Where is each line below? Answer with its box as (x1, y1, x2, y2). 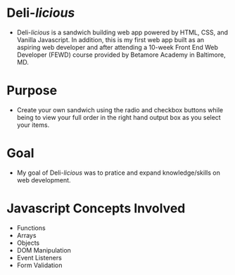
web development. (16, 175, 71, 184)
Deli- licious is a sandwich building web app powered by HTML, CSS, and (16, 28, 229, 36)
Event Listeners (16, 253, 63, 262)
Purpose (6, 83, 58, 99)
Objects (16, 239, 40, 247)
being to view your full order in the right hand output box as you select (16, 113, 221, 121)
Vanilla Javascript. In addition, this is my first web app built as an (16, 35, 205, 43)
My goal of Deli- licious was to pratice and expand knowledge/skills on (16, 168, 221, 177)
